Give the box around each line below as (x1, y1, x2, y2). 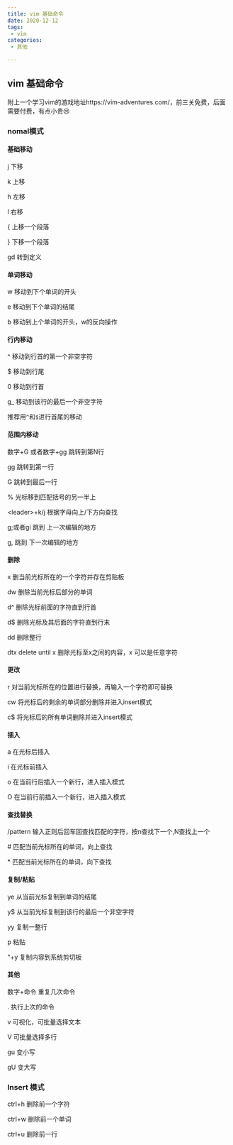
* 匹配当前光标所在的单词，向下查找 (7, 858, 112, 866)
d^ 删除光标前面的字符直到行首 (7, 603, 97, 611)
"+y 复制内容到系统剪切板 (7, 953, 82, 961)
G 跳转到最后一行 (7, 477, 58, 486)
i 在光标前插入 (7, 762, 48, 771)
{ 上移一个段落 (7, 222, 50, 231)
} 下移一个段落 (7, 237, 50, 246)
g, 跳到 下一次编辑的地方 (7, 537, 79, 547)
